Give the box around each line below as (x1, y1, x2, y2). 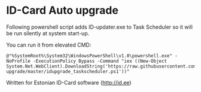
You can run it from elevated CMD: (6, 41, 92, 48)
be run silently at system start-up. (6, 29, 90, 36)
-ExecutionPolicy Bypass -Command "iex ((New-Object (32, 58, 167, 64)
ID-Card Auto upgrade (6, 4, 118, 17)
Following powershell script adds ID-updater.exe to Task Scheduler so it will (6, 23, 193, 30)
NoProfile (6, 58, 31, 64)
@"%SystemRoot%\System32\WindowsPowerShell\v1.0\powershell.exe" (6, 53, 172, 59)
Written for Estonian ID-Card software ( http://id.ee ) (6, 79, 132, 86)
